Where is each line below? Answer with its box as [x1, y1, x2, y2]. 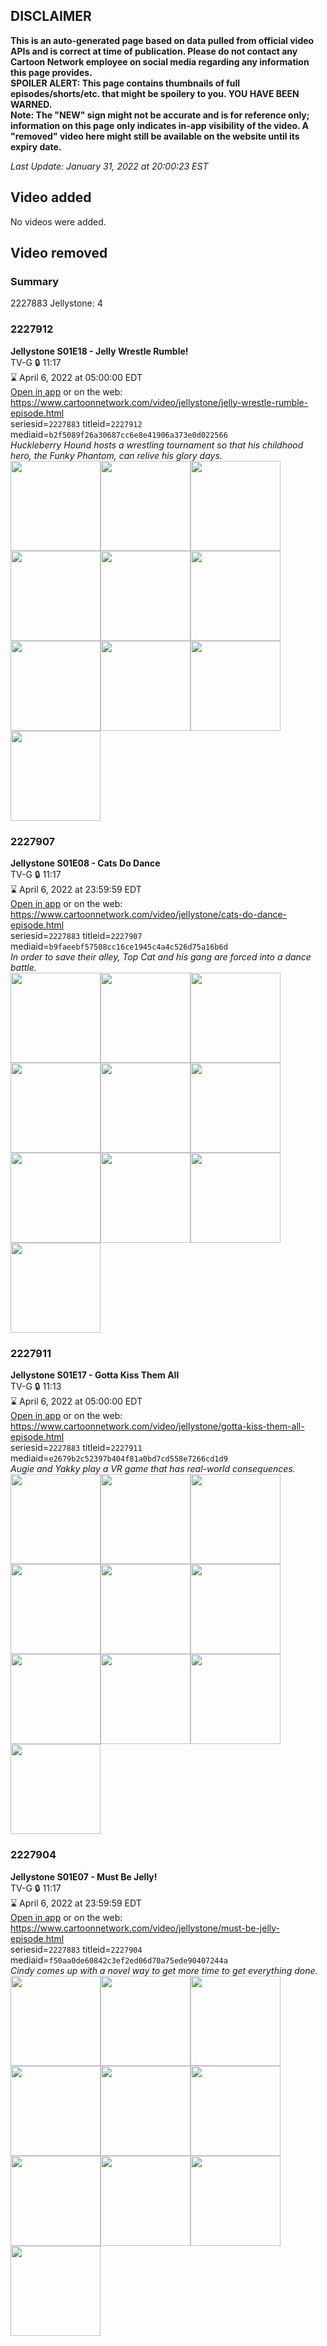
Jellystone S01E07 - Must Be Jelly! [10, 1870, 158, 1883]
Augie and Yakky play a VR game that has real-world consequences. [10, 1463, 296, 1475]
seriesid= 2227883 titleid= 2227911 [10, 1442, 143, 1454]
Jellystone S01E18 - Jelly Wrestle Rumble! [10, 345, 189, 357]
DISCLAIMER [10, 8, 92, 25]
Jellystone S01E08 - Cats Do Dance [10, 857, 161, 869]
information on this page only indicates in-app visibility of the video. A [10, 119, 310, 131]
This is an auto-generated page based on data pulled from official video [10, 34, 315, 46]
